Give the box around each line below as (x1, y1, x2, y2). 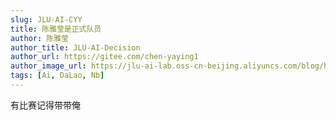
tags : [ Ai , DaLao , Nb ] (10, 71, 105, 81)
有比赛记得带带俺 (10, 99, 81, 111)
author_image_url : (10, 61, 87, 71)
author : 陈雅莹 (10, 33, 69, 43)
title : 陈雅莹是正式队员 (10, 24, 102, 34)
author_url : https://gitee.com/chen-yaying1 (10, 52, 199, 62)
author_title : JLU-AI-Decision (10, 42, 141, 53)
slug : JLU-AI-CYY (10, 14, 83, 25)
